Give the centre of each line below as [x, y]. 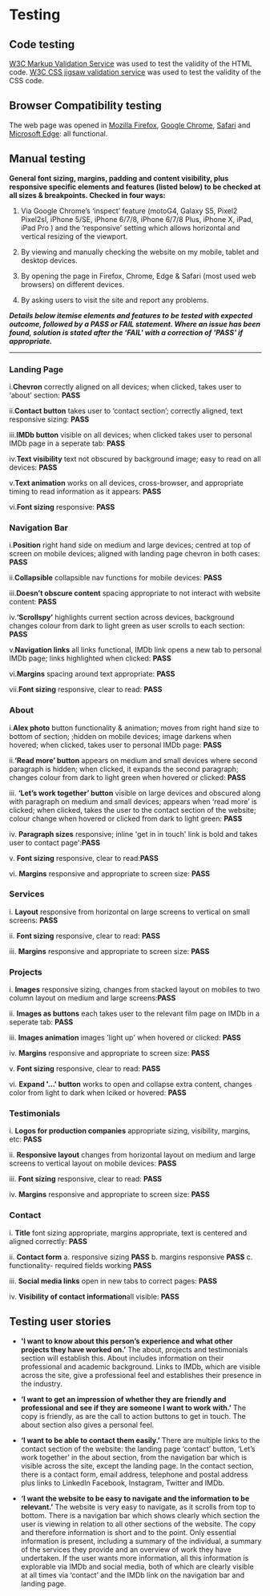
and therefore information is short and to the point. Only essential [129, 1532]
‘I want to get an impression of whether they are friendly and [123, 1399]
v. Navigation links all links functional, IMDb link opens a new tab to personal [135, 650]
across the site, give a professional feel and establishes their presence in [141, 1375]
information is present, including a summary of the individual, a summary [141, 1541]
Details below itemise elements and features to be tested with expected [131, 315]
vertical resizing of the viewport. [74, 236]
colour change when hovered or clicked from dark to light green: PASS [126, 818]
